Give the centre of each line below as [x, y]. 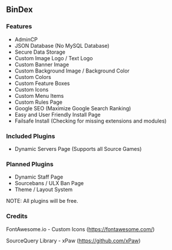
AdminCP [26, 39]
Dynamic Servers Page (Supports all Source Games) [78, 149]
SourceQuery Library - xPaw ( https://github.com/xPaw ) [73, 241]
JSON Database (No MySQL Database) [62, 45]
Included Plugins [31, 136]
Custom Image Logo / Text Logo [54, 58]
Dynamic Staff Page [39, 177]
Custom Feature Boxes [42, 83]
